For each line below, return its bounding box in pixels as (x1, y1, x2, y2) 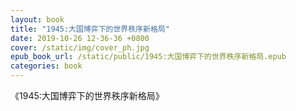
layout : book (10, 14, 65, 25)
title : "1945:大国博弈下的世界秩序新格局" (10, 24, 170, 34)
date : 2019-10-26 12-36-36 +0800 (10, 33, 150, 43)
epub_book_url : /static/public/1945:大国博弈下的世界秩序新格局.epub (10, 52, 287, 62)
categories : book (10, 61, 83, 71)
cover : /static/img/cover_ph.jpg (10, 42, 150, 53)
